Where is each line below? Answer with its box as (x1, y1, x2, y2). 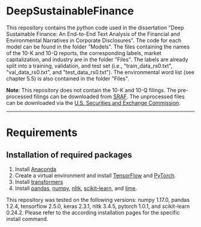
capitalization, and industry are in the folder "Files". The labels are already (6, 56, 188, 63)
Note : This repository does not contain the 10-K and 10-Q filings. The (6, 86, 176, 93)
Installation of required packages (6, 150, 133, 160)
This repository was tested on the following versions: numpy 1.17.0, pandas (6, 196, 190, 203)
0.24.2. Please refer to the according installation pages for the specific (6, 208, 180, 216)
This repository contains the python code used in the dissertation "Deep (6, 24, 184, 31)
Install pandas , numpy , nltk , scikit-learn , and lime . (14, 184, 138, 192)
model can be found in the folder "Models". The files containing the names (6, 43, 190, 50)
